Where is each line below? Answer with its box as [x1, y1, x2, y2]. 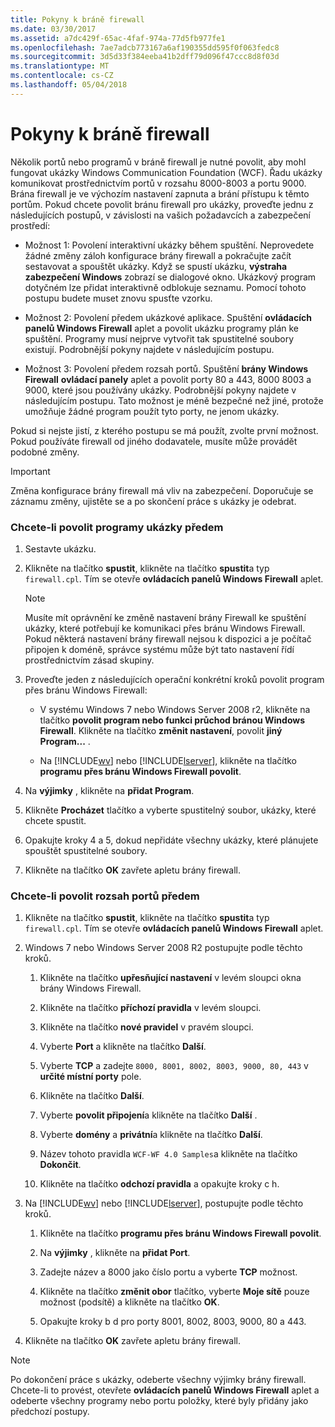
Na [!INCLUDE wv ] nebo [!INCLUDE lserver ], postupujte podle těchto [24, 1197, 304, 1210]
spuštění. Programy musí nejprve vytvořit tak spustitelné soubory [24, 332, 295, 345]
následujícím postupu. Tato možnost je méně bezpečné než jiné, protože [24, 394, 324, 406]
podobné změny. [10, 446, 80, 458]
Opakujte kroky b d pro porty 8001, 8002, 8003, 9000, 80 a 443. [39, 1316, 307, 1328]
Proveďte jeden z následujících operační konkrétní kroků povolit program [24, 673, 325, 685]
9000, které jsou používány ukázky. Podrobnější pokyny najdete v [24, 384, 297, 396]
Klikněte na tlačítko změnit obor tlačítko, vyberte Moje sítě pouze [39, 1286, 310, 1298]
